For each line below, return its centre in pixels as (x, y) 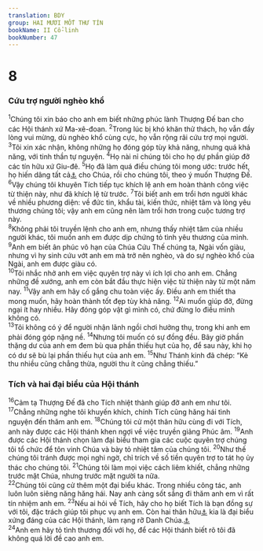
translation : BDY (37, 15)
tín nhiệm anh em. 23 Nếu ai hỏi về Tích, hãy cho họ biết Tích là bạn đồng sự (131, 503)
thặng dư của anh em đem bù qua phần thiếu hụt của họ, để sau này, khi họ (130, 345)
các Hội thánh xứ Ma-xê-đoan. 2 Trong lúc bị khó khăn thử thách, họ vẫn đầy (131, 128)
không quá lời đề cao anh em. (56, 538)
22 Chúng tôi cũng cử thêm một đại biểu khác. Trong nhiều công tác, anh (125, 485)
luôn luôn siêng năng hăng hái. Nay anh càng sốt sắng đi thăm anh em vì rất (131, 494)
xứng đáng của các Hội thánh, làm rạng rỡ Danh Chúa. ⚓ (99, 520)
